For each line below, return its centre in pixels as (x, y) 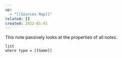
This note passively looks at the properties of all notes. (61, 37)
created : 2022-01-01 (27, 23)
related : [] (17, 19)
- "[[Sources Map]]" (31, 14)
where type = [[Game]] (29, 51)
